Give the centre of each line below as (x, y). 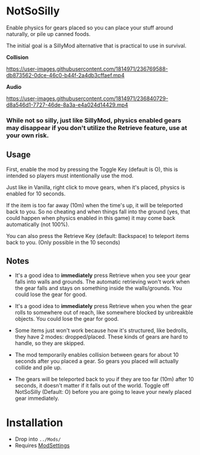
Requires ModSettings (42, 445)
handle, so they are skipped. (50, 343)
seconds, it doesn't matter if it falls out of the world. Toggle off (92, 385)
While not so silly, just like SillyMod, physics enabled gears (94, 120)
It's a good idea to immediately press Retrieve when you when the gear (104, 306)
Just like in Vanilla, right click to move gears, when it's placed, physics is (96, 187)
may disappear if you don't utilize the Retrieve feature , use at (97, 128)
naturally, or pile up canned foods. (49, 34)
